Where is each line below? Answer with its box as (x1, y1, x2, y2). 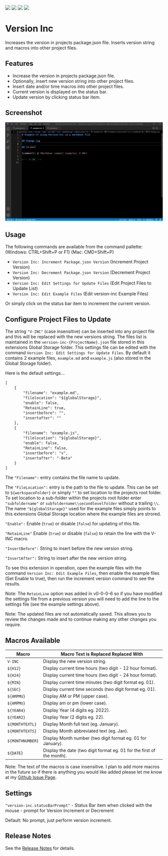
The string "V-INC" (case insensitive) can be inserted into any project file (5, 329, 155, 335)
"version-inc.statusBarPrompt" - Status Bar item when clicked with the (5, 802, 152, 808)
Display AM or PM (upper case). (43, 693, 109, 699)
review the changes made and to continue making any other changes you (5, 616, 156, 622)
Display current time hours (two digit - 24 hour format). (43, 672, 157, 678)
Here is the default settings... (5, 370, 65, 376)
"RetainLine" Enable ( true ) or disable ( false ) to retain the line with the (5, 530, 150, 536)
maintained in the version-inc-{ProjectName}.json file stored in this (5, 339, 145, 345)
